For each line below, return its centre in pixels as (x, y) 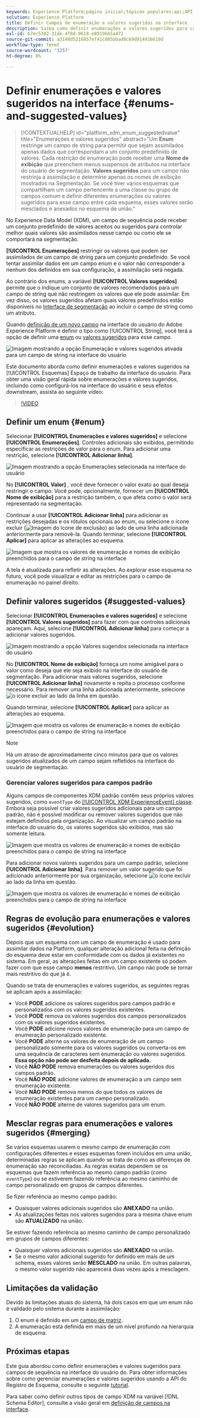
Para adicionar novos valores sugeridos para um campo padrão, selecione (97, 863)
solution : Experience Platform (45, 17)
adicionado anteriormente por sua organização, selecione (77, 876)
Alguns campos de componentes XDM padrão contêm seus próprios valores (100, 795)
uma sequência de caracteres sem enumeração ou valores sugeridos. (100, 1054)
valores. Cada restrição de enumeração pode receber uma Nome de (104, 158)
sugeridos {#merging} (49, 1133)
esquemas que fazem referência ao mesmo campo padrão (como (86, 1173)
